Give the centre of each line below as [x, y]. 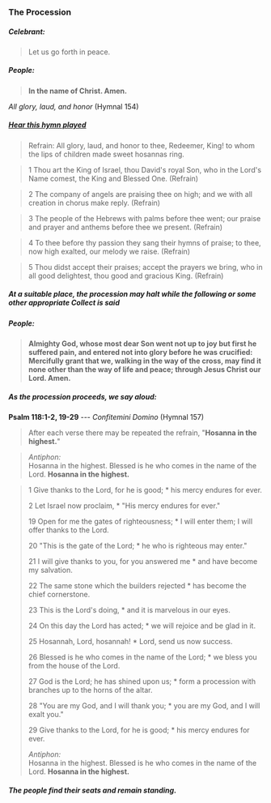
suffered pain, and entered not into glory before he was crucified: [140, 352]
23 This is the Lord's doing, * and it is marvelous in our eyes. [129, 610]
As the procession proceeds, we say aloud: [83, 396]
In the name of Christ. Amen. [78, 91]
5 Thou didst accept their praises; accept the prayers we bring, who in [145, 267]
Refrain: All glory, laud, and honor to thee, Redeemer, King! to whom [142, 145]
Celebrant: [27, 32]
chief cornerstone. [59, 595]
